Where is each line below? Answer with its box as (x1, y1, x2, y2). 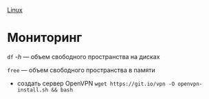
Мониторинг (7, 30, 82, 45)
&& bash (51, 86, 74, 93)
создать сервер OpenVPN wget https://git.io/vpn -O (16, 79, 175, 87)
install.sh (16, 86, 49, 93)
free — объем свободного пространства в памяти (7, 65, 156, 74)
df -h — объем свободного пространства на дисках (7, 52, 160, 60)
